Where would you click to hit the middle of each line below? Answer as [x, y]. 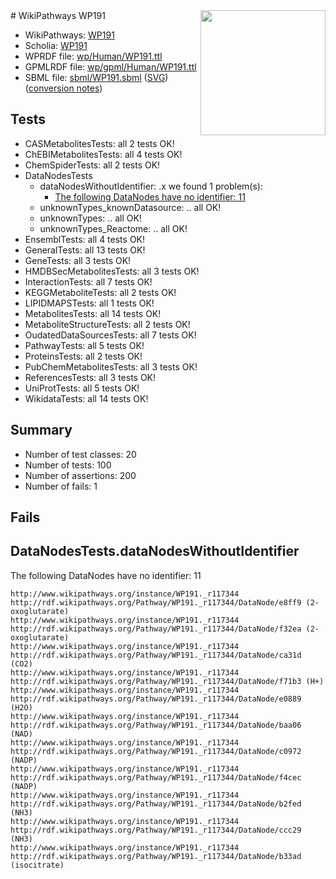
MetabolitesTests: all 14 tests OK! [93, 313]
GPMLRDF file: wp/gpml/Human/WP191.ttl [110, 67]
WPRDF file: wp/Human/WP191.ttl [93, 56]
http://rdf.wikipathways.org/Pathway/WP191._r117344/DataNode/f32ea [156, 629]
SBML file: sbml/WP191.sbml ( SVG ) [96, 77]
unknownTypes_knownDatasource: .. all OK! [130, 207]
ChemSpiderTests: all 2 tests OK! [92, 165]
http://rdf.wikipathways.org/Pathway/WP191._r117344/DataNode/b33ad [156, 856]
